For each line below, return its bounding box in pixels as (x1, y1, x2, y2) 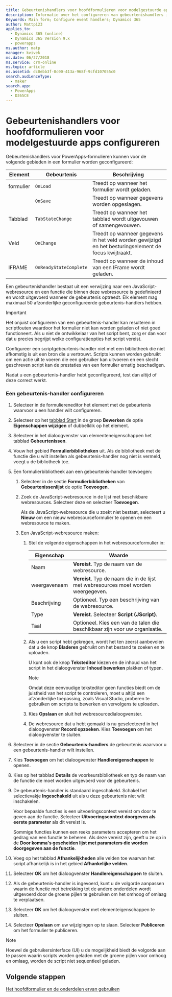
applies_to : (6, 27, 31, 32)
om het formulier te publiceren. (13, 927, 79, 933)
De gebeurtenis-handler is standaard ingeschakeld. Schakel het (13, 787, 148, 793)
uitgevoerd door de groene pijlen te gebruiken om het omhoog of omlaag (13, 891, 167, 897)
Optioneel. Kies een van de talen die (72, 619, 160, 626)
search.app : (6, 83, 31, 88)
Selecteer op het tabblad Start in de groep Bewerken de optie (13, 417, 143, 423)
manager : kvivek (6, 50, 40, 55)
